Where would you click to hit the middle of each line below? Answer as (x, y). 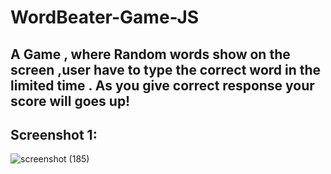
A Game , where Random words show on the (150, 54)
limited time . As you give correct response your (162, 85)
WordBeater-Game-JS (105, 17)
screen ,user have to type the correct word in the (166, 69)
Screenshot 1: (54, 134)
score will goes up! (70, 101)
